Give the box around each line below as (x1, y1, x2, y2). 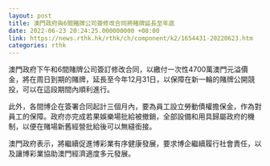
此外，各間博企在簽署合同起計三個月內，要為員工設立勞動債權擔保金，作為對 (8, 102, 262, 111)
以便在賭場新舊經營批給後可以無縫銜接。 (22, 122, 157, 132)
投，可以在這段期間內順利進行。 (8, 85, 114, 95)
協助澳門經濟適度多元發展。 (43, 149, 135, 159)
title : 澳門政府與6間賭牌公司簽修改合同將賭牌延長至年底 (8, 19, 175, 27)
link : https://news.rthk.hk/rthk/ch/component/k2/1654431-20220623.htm (8, 34, 253, 43)
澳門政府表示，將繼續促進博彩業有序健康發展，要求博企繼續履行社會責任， (8, 139, 255, 148)
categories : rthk (8, 42, 67, 50)
